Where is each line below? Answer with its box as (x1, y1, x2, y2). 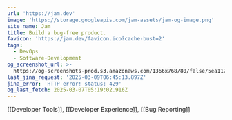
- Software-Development (13, 55, 81, 62)
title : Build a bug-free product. (7, 29, 107, 36)
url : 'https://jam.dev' (7, 10, 76, 17)
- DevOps (13, 49, 39, 56)
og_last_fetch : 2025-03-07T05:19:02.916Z (7, 86, 128, 93)
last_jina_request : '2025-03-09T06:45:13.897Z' (7, 73, 147, 81)
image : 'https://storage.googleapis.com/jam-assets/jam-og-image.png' (7, 16, 215, 23)
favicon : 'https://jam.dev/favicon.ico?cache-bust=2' (7, 36, 166, 43)
